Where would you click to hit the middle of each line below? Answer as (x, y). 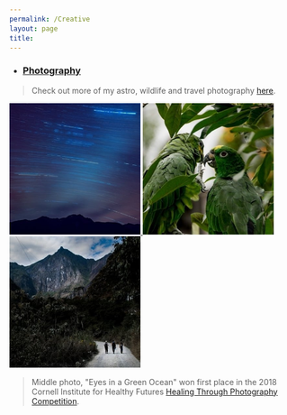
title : (22, 38)
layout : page (34, 28)
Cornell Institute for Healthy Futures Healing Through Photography (154, 392)
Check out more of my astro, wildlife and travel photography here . (153, 90)
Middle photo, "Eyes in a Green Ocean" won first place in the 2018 (154, 382)
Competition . (55, 401)
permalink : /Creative (50, 19)
